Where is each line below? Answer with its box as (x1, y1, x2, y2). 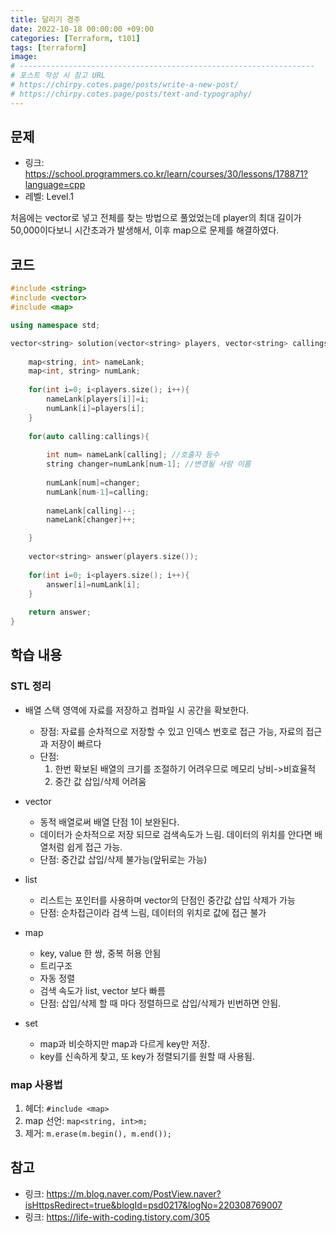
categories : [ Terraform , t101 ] (10, 33, 141, 43)
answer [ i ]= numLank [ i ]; (46, 579, 141, 590)
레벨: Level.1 (24, 191, 74, 203)
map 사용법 (10, 1077, 63, 1091)
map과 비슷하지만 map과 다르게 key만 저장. (39, 1037, 211, 1050)
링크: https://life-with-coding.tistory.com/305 (24, 1211, 211, 1223)
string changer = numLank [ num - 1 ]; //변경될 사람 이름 (46, 459, 252, 470)
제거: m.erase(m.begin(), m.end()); (24, 1127, 172, 1139)
